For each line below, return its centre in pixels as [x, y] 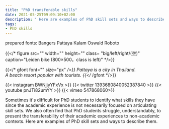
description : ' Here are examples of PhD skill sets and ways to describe [85, 19]
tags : [11, 24]
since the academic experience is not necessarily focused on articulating [81, 105]
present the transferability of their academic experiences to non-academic [82, 116]
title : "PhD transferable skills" [41, 10]
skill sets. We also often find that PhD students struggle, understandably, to [83, 111]
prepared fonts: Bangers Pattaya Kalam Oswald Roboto [62, 43]
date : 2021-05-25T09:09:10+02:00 [40, 15]
